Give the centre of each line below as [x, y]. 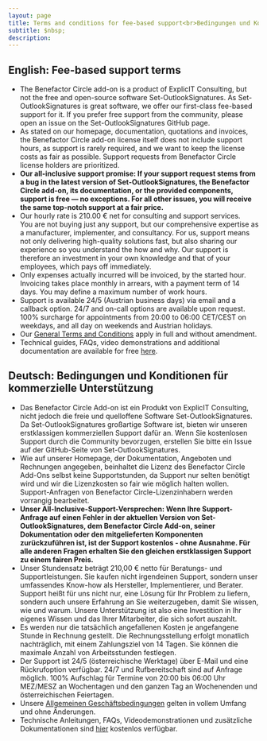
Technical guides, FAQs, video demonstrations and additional [120, 343]
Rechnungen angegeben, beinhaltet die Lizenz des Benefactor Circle [132, 467]
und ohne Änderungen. [58, 712]
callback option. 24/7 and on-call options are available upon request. [132, 309]
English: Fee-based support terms [95, 70]
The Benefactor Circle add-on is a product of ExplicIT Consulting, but [133, 89]
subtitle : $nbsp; [37, 30]
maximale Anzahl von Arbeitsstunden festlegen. [98, 652]
